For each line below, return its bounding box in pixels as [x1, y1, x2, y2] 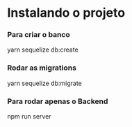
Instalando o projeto [7, 5, 126, 21]
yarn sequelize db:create [7, 45, 79, 54]
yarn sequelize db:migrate [7, 79, 82, 87]
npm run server [7, 112, 51, 121]
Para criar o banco [7, 30, 71, 40]
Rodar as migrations [7, 63, 76, 73]
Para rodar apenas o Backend [7, 96, 108, 106]
